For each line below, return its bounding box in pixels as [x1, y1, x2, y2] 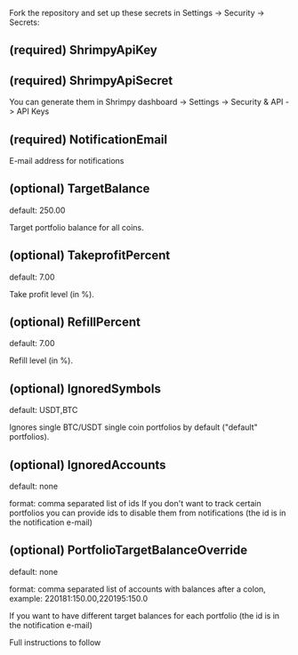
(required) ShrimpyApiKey [9, 43, 157, 58]
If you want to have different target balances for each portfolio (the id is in [9, 610, 280, 621]
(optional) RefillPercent [9, 315, 141, 330]
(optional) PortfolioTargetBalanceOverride [9, 543, 247, 558]
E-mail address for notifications [9, 156, 125, 166]
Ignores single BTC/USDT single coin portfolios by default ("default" [9, 422, 258, 433]
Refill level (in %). [9, 355, 74, 366]
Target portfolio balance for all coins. [9, 222, 144, 232]
